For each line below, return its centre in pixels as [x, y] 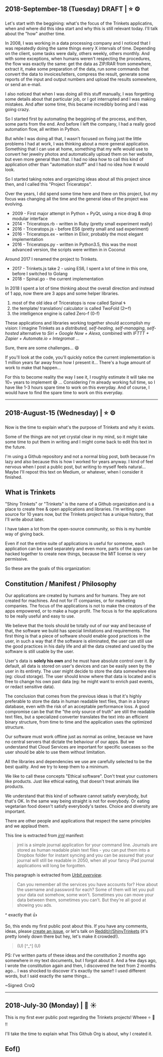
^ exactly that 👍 [21, 915]
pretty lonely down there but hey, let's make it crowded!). [62, 936]
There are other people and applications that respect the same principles [78, 821]
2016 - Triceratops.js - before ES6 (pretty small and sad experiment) [80, 229]
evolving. [14, 204]
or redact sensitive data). [30, 687]
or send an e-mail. [23, 84]
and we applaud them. [27, 826]
